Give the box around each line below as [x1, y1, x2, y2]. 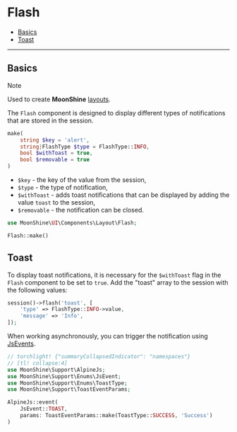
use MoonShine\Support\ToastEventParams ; [7, 386, 131, 393]
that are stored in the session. [7, 116, 94, 125]
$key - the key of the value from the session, [17, 176, 147, 184]
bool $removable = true [20, 157, 90, 164]
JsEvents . [7, 339, 36, 348]
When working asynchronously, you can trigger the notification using [7, 332, 208, 341]
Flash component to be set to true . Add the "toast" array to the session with [7, 278, 229, 287]
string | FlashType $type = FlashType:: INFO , [20, 143, 150, 150]
